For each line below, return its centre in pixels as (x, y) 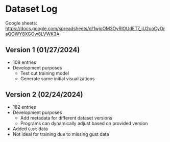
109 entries (25, 62)
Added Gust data (30, 129)
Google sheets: (21, 23)
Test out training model (45, 73)
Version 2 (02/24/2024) (44, 95)
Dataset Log (31, 9)
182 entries (24, 107)
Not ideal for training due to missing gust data (61, 134)
